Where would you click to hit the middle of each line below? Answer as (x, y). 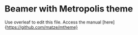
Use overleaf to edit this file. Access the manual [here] (60, 22)
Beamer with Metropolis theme (69, 9)
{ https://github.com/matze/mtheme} (41, 27)
